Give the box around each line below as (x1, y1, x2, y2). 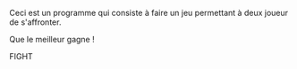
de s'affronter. (9, 17, 62, 27)
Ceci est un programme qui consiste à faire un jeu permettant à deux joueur (9, 8, 289, 18)
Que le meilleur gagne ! (9, 34, 96, 44)
